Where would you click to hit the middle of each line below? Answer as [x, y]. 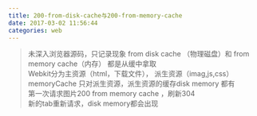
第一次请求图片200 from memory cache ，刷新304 [111, 94]
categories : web [35, 30]
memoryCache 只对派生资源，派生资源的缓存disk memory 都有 [131, 83]
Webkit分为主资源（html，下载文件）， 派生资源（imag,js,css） [130, 74]
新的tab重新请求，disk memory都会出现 [93, 103]
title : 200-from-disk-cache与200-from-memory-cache [95, 15]
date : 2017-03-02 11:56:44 [53, 23]
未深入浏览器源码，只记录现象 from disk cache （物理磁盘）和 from [138, 54]
